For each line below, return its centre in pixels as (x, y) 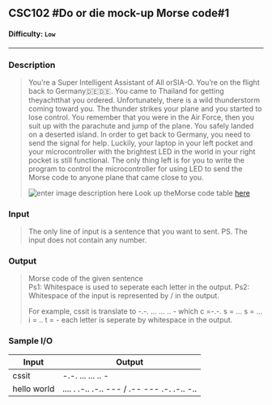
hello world (34, 389)
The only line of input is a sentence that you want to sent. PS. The (138, 232)
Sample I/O (31, 341)
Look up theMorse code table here (193, 192)
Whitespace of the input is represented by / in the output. (124, 296)
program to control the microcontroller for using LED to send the (135, 168)
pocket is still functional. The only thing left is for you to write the (136, 160)
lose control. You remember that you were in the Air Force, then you (141, 117)
